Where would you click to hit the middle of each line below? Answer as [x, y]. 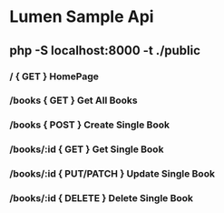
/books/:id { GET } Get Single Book [87, 149]
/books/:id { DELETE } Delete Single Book [101, 198]
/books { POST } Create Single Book [90, 125]
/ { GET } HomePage [54, 76]
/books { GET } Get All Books [73, 100]
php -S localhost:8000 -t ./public [105, 51]
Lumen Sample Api [82, 17]
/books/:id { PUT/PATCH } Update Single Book [112, 174]
